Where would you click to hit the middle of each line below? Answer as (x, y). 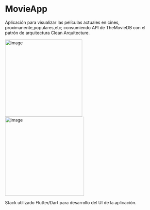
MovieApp (26, 9)
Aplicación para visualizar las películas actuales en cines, (62, 22)
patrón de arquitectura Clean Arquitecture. (47, 33)
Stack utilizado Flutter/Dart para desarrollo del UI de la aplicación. (71, 202)
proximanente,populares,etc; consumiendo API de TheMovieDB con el (75, 27)
